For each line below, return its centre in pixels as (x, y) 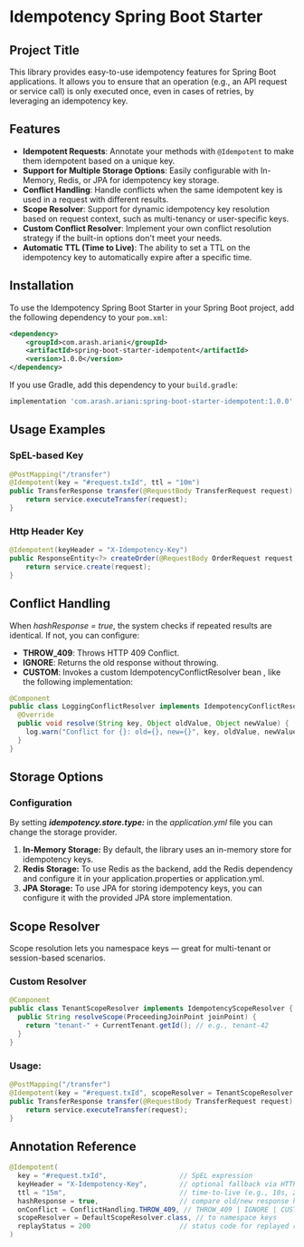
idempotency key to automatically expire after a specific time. (137, 257)
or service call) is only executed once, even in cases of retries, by (132, 91)
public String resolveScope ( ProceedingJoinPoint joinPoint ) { (137, 1018)
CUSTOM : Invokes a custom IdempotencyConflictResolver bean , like (152, 672)
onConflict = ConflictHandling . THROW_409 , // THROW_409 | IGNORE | (147, 1209)
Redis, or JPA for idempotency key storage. (138, 180)
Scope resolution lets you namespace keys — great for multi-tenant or (140, 949)
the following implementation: (78, 681)
